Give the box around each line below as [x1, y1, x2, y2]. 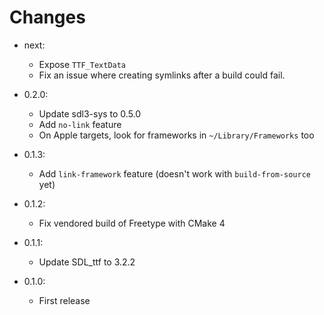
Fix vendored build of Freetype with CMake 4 [38, 217, 226, 229]
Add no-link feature [38, 118, 122, 130]
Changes [9, 6, 86, 29]
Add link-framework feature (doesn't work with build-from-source [38, 167, 311, 180]
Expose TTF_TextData [38, 58, 127, 70]
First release [38, 294, 91, 306]
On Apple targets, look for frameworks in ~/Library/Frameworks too [38, 129, 315, 141]
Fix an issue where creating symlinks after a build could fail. [38, 69, 286, 81]
